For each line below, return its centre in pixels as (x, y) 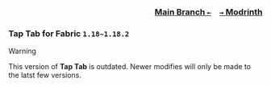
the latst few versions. (45, 76)
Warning (22, 51)
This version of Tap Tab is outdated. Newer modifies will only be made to (130, 67)
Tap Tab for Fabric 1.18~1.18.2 (69, 33)
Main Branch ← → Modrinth (208, 12)
